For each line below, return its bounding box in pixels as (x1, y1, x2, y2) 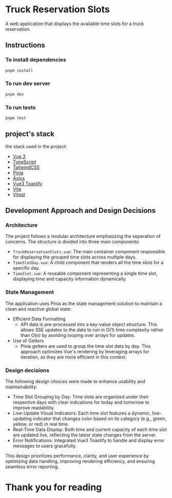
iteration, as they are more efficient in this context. (20, 354, 127, 360)
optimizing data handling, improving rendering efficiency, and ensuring (5, 458, 155, 464)
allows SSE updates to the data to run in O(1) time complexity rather (20, 327, 163, 333)
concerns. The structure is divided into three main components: (5, 238, 140, 245)
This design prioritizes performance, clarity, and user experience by (5, 452, 149, 459)
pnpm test (5, 115, 27, 121)
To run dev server (5, 80, 50, 87)
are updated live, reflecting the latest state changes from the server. (12, 432, 157, 438)
